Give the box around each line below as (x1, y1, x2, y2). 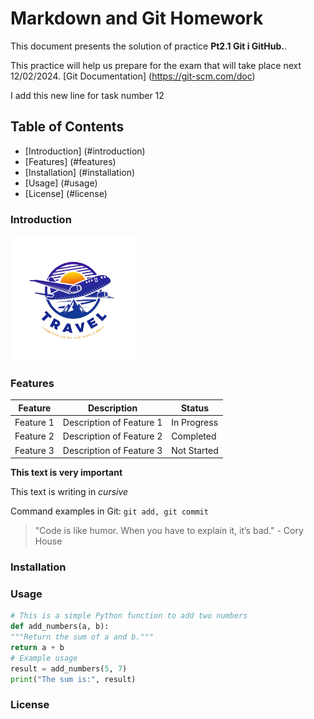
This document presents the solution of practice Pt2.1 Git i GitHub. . (10, 40, 287, 52)
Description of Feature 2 (62, 430, 163, 442)
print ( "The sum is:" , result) (10, 674, 137, 684)
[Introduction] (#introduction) (24, 145, 146, 157)
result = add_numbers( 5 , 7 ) (10, 663, 128, 674)
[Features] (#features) (24, 155, 117, 167)
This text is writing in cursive (10, 486, 129, 498)
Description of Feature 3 (62, 444, 163, 456)
